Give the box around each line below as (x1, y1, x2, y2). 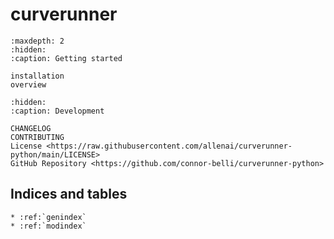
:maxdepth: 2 (10, 36, 65, 46)
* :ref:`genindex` (10, 212, 87, 222)
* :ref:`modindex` (10, 221, 87, 231)
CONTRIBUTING (10, 132, 65, 142)
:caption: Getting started (10, 53, 123, 63)
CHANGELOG (10, 123, 52, 133)
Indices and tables (10, 186, 128, 203)
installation (10, 71, 65, 81)
